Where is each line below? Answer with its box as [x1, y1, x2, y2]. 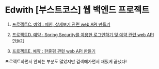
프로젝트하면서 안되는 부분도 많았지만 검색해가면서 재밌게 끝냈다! [5, 58, 127, 64]
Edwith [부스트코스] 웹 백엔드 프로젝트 [5, 4, 150, 16]
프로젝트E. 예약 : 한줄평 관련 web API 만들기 [12, 48, 96, 54]
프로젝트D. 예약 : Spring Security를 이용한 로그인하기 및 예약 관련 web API [12, 32, 154, 37]
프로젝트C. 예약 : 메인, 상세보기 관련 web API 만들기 [12, 21, 111, 27]
